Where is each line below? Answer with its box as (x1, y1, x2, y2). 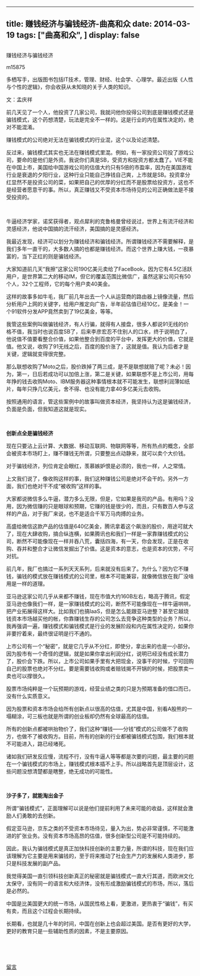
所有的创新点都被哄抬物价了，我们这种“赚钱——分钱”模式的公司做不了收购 (6, 725, 189, 732)
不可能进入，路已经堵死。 (6, 740, 69, 747)
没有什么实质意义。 (6, 692, 54, 700)
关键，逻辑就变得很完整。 (6, 350, 69, 358)
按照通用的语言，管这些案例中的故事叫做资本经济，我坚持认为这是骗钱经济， (6, 397, 194, 405)
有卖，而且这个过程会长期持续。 (6, 907, 85, 915)
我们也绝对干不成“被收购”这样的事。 (16, 482, 105, 489)
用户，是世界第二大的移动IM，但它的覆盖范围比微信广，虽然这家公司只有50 (6, 272, 191, 280)
